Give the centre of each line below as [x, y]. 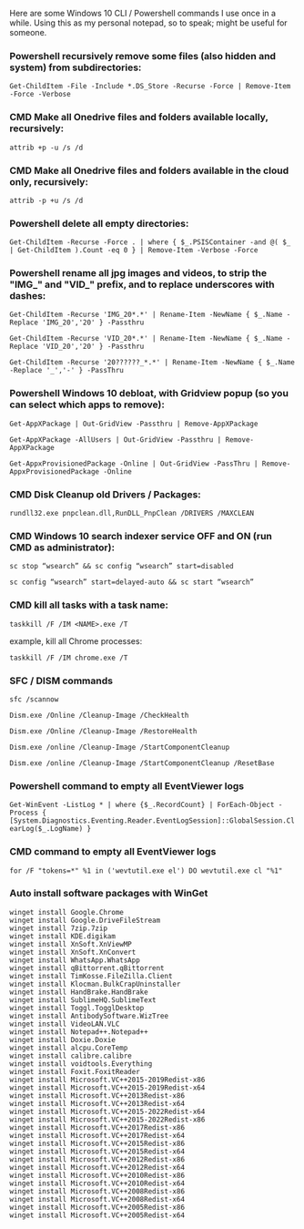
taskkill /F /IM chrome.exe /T [69, 658]
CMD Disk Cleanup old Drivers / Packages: [106, 494]
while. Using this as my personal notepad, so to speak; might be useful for [149, 23]
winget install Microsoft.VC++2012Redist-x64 [97, 1167]
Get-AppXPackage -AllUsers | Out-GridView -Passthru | [116, 440]
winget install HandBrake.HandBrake [79, 992]
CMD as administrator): [62, 548]
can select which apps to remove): [87, 405]
